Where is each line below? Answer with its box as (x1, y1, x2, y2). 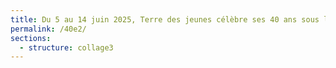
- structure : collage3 (19, 42, 114, 53)
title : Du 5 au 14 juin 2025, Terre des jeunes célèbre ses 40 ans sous (10, 14, 320, 25)
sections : (10, 33, 52, 43)
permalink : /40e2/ (10, 24, 87, 34)
